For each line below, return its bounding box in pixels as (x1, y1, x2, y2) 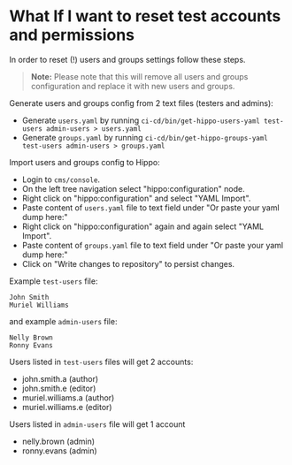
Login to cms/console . (21, 174, 100, 185)
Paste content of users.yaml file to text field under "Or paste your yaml (21, 202, 280, 213)
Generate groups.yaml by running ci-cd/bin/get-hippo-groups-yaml (21, 132, 268, 142)
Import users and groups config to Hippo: (9, 156, 161, 167)
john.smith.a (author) (21, 373, 99, 384)
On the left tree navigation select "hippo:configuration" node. (21, 183, 245, 194)
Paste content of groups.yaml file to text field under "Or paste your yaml (21, 240, 284, 250)
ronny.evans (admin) (21, 445, 97, 456)
